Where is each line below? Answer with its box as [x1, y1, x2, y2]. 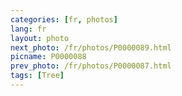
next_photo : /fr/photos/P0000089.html [10, 42, 172, 53]
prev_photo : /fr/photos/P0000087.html [10, 61, 172, 71]
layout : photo [10, 33, 70, 43]
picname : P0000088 [10, 52, 87, 62]
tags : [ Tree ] [10, 71, 65, 81]
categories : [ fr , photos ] [10, 14, 118, 25]
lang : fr [10, 24, 47, 34]
